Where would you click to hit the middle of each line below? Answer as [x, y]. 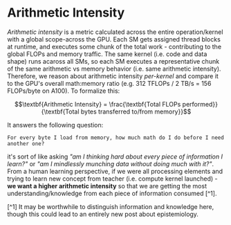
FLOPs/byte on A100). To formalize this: [64, 91]
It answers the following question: [55, 125]
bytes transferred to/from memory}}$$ [136, 111]
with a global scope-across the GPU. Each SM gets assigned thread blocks [114, 39]
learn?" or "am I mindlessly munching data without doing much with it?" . [111, 163]
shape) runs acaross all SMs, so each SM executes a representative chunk [113, 61]
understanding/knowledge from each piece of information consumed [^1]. [112, 193]
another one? [26, 143]
